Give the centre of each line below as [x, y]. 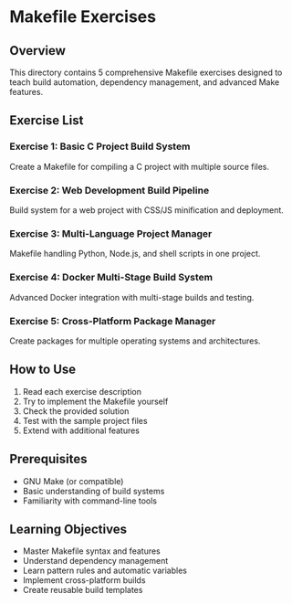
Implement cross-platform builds [84, 580]
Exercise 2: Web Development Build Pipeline [109, 190]
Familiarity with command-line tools [90, 501]
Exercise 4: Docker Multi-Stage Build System [111, 278]
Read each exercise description [82, 391]
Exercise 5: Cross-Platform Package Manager [113, 321]
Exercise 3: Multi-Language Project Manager [111, 233]
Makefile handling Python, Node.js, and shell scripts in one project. [135, 254]
